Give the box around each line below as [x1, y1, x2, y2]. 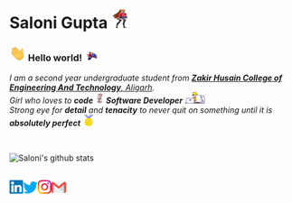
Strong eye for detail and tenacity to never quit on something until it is [9, 105, 273, 115]
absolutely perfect [9, 117, 81, 129]
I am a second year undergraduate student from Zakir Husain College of [9, 72, 283, 83]
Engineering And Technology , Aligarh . [9, 81, 155, 93]
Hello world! [27, 51, 83, 64]
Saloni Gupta [9, 13, 108, 33]
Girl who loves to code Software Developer [9, 95, 184, 106]
